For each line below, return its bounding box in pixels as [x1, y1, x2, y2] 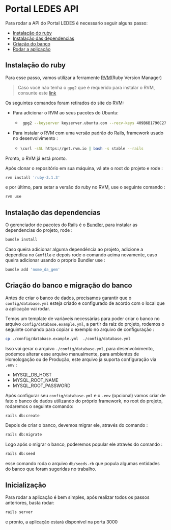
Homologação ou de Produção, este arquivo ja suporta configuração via [5, 356, 157, 363]
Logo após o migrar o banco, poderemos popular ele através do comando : [5, 441, 163, 447]
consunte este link [17, 90, 56, 96]
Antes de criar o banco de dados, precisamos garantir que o [5, 295, 132, 301]
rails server [5, 509, 33, 515]
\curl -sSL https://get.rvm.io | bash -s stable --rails [20, 146, 144, 151]
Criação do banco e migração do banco [5, 281, 132, 290]
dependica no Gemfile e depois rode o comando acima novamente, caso [5, 251, 158, 258]
